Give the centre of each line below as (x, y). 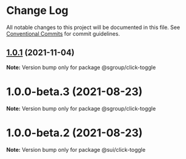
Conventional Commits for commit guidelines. (63, 33)
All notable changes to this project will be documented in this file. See (93, 27)
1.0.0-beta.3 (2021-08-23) (75, 92)
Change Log (37, 11)
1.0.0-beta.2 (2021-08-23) (75, 133)
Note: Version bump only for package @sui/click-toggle (76, 149)
